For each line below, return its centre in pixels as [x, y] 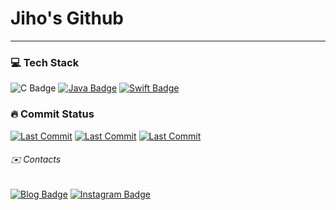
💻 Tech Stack [45, 62]
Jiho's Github [67, 18]
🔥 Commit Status [52, 114]
